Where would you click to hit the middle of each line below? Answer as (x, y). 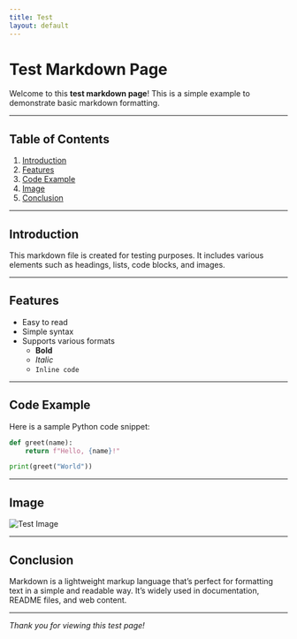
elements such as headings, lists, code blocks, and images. (117, 265)
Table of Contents (60, 139)
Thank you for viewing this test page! (77, 625)
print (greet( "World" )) (51, 467)
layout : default (39, 26)
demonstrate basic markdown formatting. (85, 103)
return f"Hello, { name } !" (73, 451)
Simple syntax (48, 331)
